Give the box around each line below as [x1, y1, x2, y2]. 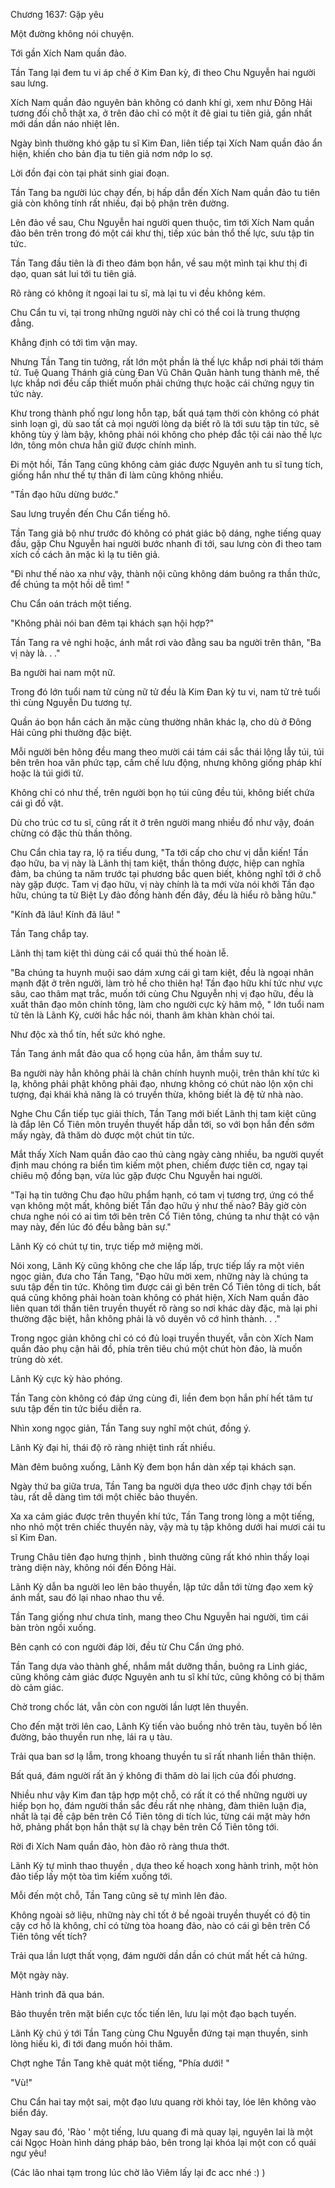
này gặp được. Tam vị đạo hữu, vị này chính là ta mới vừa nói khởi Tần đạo [10, 879, 315, 890]
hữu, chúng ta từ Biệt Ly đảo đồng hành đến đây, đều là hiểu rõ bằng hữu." [10, 889, 317, 901]
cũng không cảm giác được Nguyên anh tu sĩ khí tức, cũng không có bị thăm [10, 1671, 325, 1683]
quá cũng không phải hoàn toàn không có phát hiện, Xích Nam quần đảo [10, 1292, 310, 1303]
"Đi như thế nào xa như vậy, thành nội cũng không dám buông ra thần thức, [10, 568, 321, 579]
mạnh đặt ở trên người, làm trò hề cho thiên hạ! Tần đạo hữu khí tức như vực [10, 977, 323, 989]
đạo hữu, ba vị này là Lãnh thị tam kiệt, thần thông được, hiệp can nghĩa [10, 857, 305, 869]
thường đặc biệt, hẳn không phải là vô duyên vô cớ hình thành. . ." [10, 1313, 281, 1324]
